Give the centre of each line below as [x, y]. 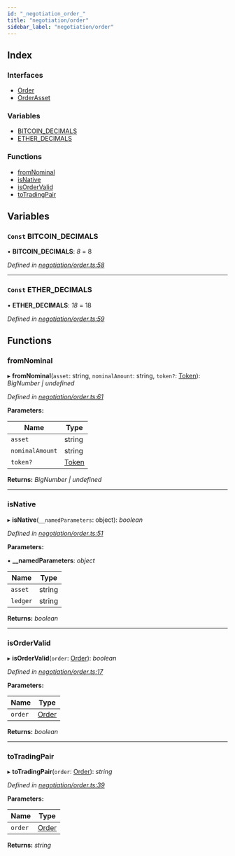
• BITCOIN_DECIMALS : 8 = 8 [50, 251]
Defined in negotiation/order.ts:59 [56, 319]
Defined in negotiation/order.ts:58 [56, 265]
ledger [22, 601]
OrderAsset [34, 98]
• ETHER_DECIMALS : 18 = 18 [50, 305]
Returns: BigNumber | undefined [55, 480]
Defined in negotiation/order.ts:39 [56, 785]
